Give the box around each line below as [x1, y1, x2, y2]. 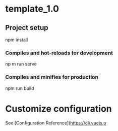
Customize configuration [5, 103, 112, 114]
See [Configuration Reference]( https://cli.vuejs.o [5, 120, 106, 126]
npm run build [5, 85, 34, 91]
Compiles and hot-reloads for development [5, 49, 113, 56]
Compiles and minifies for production [5, 74, 98, 81]
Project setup [5, 23, 49, 32]
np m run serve [5, 61, 37, 67]
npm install [5, 37, 28, 43]
